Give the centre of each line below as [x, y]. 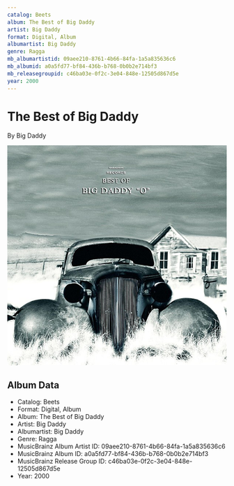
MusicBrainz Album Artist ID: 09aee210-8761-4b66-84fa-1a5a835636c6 [121, 446]
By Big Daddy [27, 135]
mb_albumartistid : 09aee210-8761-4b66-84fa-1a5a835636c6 [92, 59]
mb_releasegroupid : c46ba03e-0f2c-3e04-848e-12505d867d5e [93, 73]
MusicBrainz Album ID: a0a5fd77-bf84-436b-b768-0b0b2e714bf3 [113, 454]
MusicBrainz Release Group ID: [62, 462]
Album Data [33, 385]
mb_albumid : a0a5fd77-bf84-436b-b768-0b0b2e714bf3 [82, 66]
